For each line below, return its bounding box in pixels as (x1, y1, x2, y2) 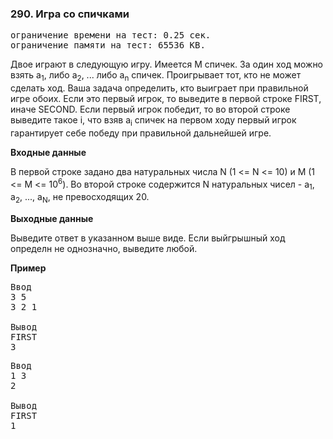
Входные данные (10, 146, 87, 158)
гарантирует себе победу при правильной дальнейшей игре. (10, 127, 272, 139)
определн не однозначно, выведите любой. (10, 243, 198, 255)
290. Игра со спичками (10, 7, 130, 21)
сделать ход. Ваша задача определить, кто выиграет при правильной (10, 82, 309, 94)
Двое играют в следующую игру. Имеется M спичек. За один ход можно (10, 58, 324, 71)
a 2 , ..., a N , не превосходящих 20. (10, 191, 150, 206)
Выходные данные (10, 213, 94, 225)
